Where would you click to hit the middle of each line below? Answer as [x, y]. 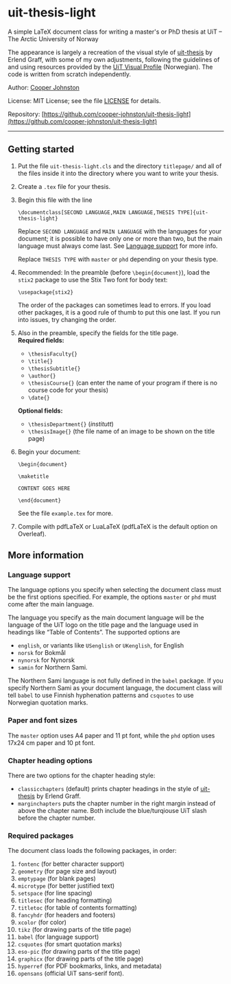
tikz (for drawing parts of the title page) [74, 930]
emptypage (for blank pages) [57, 879]
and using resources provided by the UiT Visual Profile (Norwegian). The [110, 67]
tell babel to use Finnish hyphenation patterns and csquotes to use [101, 696]
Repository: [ [26, 114]
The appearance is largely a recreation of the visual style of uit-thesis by [110, 52]
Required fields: [41, 340]
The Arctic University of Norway [53, 38]
